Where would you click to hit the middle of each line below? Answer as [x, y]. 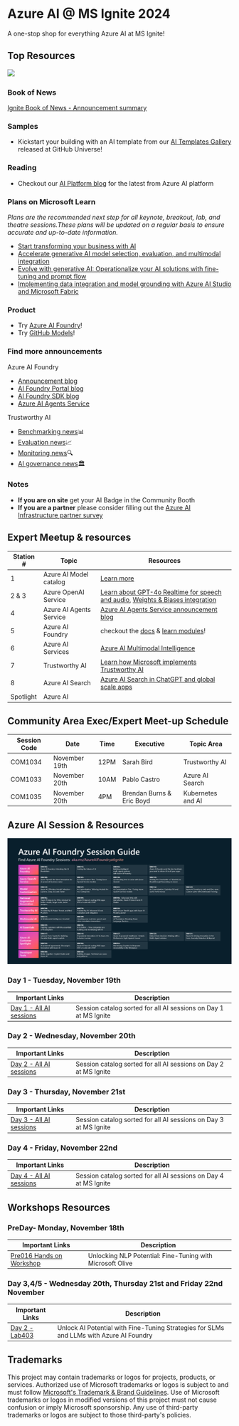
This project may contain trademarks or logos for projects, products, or [111, 1377]
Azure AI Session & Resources [76, 825]
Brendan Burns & [147, 793]
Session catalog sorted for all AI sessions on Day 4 [150, 1176]
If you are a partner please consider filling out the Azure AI [104, 507]
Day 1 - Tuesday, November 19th [64, 980]
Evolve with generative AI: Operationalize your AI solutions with [110, 268]
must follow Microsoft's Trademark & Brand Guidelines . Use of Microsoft [113, 1392]
